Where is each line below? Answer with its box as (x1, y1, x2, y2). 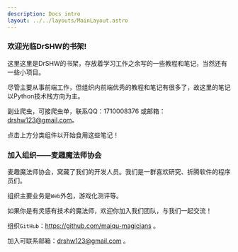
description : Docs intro (7, 10, 81, 18)
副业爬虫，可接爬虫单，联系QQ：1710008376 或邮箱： (7, 107, 166, 115)
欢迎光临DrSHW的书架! (7, 42, 87, 52)
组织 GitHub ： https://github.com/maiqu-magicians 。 (7, 222, 160, 230)
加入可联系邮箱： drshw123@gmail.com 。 (7, 236, 130, 245)
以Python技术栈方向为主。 (7, 91, 84, 100)
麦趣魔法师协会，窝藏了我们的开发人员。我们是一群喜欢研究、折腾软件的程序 (7, 168, 231, 176)
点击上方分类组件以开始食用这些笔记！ (7, 130, 119, 139)
